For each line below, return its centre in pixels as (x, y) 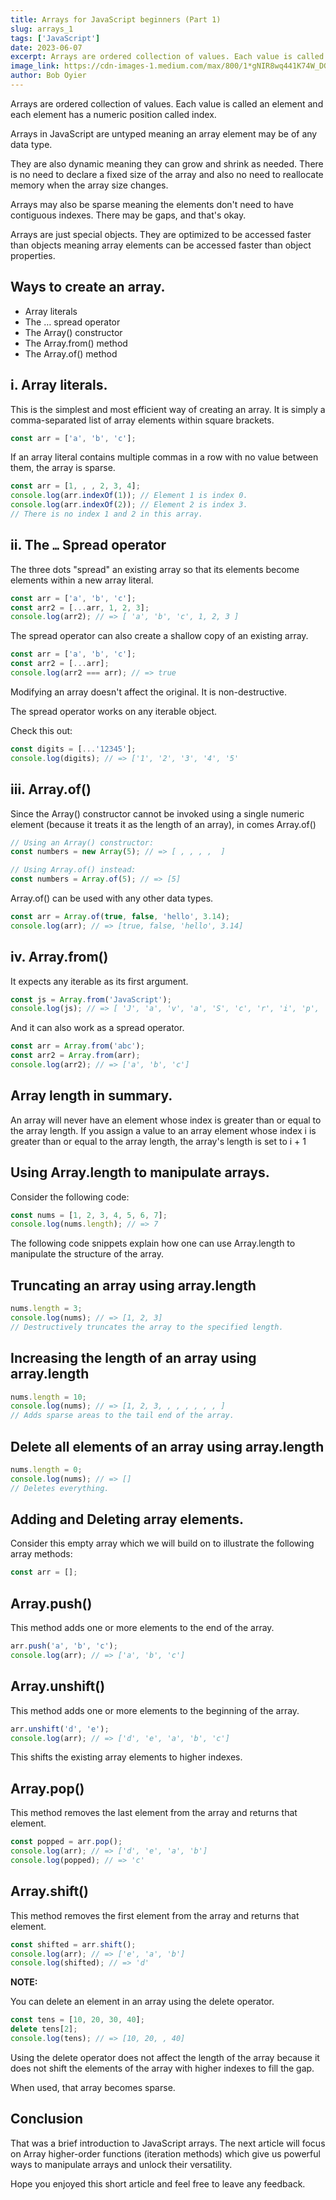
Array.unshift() (58, 1686)
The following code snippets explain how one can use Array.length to (153, 1243)
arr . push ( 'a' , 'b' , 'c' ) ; (64, 1646)
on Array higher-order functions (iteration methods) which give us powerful (165, 2153)
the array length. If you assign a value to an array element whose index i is (163, 1130)
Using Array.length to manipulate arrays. (140, 1172)
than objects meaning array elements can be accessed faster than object (161, 245)
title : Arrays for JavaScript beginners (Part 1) (116, 19)
